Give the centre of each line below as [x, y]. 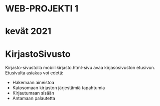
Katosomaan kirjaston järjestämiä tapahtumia [59, 88]
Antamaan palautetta [34, 98]
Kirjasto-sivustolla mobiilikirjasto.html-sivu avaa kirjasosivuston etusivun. [80, 68]
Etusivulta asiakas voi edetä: [34, 73]
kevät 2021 [28, 31]
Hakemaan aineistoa [33, 83]
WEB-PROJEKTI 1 [42, 9]
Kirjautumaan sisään [33, 93]
